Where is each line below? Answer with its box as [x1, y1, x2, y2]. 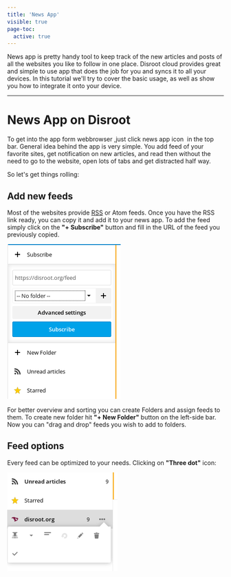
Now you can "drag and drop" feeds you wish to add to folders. [7, 420, 187, 428]
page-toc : [7, 25, 36, 32]
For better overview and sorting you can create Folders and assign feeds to [7, 406, 221, 414]
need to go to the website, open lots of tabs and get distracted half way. [7, 157, 211, 165]
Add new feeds [7, 190, 74, 202]
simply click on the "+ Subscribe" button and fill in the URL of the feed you [7, 224, 220, 231]
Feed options [7, 440, 65, 452]
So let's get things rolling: [7, 171, 80, 179]
